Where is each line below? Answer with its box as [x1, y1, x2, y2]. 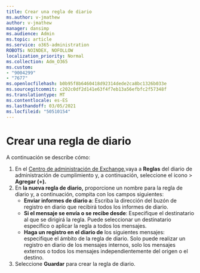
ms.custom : [6, 64, 33, 70]
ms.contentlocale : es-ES [6, 97, 68, 103]
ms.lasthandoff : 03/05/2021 [6, 103, 76, 109]
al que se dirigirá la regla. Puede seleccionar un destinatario [23, 216, 171, 224]
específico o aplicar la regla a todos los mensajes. [23, 222, 147, 229]
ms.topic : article [6, 36, 52, 42]
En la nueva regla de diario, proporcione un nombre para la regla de [14, 184, 183, 191]
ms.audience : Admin [6, 31, 55, 37]
